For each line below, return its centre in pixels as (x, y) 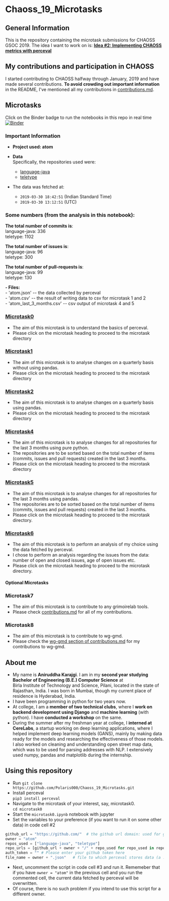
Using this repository (39, 771)
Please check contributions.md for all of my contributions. (72, 612)
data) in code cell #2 (34, 825)
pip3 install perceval (36, 798)
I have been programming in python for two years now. (69, 701)
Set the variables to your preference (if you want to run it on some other (87, 819)
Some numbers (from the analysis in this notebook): (70, 215)
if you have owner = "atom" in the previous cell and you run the (77, 873)
